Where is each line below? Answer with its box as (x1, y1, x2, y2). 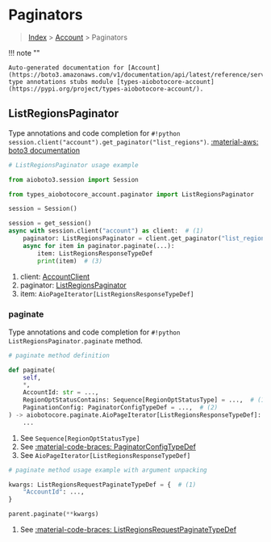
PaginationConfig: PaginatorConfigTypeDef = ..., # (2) (23, 404, 219, 412)
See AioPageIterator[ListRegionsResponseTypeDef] (19, 450, 191, 460)
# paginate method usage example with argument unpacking (8, 466, 207, 474)
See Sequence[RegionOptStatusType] (19, 433, 140, 443)
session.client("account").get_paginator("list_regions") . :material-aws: (8, 137, 259, 146)
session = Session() (8, 204, 78, 213)
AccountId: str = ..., (23, 389, 99, 397)
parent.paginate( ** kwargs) (8, 510, 99, 519)
